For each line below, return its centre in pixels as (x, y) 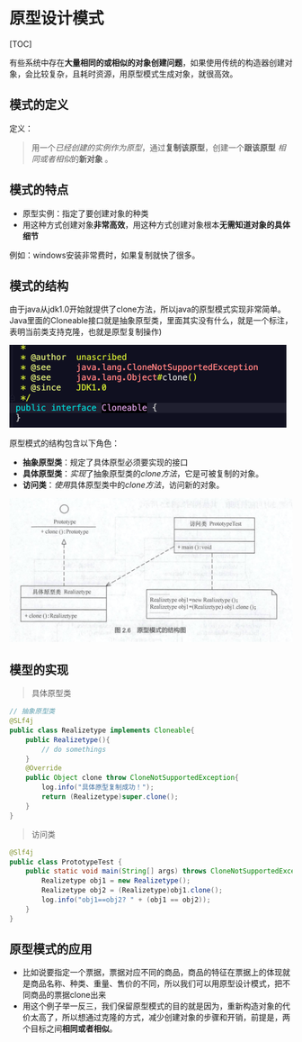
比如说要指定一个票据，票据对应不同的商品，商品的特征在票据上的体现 (152, 973)
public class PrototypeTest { (66, 862)
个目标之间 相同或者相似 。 (70, 1028)
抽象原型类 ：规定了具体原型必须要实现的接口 (105, 462)
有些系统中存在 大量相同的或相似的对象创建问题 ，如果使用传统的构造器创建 (147, 62)
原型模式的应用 (51, 950)
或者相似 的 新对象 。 (76, 159)
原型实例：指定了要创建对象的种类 (85, 213)
